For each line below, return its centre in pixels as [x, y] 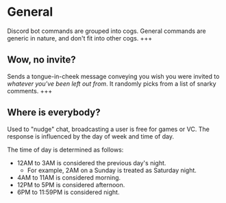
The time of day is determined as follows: [65, 150]
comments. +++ [30, 91]
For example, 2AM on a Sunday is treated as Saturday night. [112, 170]
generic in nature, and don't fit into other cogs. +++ [80, 38]
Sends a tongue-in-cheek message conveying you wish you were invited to [113, 76]
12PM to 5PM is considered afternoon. [71, 184]
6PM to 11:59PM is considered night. [68, 192]
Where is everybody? [54, 113]
